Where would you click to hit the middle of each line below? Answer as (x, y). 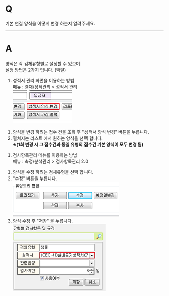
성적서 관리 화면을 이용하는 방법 (43, 80)
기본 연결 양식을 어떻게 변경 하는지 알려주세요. (50, 23)
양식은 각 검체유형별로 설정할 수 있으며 (43, 63)
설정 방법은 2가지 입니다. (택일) (36, 70)
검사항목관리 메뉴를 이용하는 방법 (45, 155)
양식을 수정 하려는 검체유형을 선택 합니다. (53, 172)
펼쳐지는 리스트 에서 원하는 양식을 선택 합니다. (58, 138)
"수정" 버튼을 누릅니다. (35, 178)
